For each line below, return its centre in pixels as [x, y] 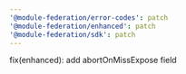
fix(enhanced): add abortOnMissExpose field [93, 60]
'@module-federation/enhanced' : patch [83, 26]
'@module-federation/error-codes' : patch [89, 18]
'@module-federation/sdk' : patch [73, 34]
